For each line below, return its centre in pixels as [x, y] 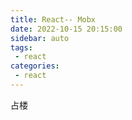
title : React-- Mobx [53, 19]
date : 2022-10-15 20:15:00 [66, 29]
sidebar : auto [40, 38]
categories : [35, 66]
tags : [21, 47]
